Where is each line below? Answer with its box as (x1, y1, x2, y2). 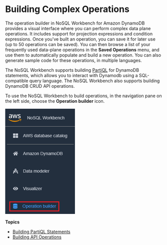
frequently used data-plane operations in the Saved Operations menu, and (5, 47, 160, 53)
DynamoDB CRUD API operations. (5, 83, 75, 89)
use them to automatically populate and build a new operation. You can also (5, 52, 161, 58)
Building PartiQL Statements (12, 228, 71, 234)
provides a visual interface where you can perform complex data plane (5, 25, 151, 31)
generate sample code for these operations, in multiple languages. (5, 57, 142, 63)
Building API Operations (12, 234, 61, 240)
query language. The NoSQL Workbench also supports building (29, 78, 160, 84)
